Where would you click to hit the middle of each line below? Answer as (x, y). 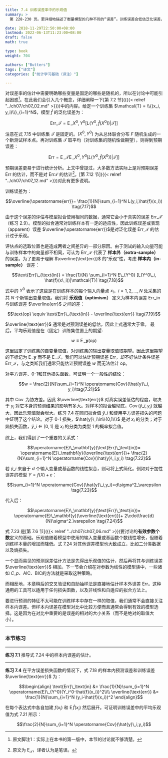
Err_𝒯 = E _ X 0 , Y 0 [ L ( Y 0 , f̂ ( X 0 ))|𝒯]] (84, 122)
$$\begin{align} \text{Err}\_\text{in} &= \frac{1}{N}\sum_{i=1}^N (84, 686)
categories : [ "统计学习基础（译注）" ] (42, 74)
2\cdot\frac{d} (139, 516)
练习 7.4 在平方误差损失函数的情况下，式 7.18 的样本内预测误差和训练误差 (80, 670)
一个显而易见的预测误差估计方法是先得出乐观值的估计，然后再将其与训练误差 (84, 561)
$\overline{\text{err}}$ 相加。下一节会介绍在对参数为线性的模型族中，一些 (81, 567)
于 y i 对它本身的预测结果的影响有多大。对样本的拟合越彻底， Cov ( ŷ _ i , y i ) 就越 (84, 406)
